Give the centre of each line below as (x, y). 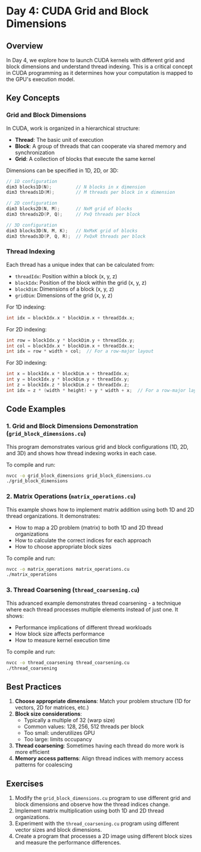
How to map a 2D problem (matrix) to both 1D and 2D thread (89, 527)
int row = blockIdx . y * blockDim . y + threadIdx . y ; (71, 340)
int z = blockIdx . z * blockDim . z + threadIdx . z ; (68, 385)
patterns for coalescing (44, 765)
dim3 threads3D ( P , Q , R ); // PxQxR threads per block (76, 236)
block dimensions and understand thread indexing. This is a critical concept (100, 66)
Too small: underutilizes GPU (59, 733)
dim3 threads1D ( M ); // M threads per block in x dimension (91, 193)
